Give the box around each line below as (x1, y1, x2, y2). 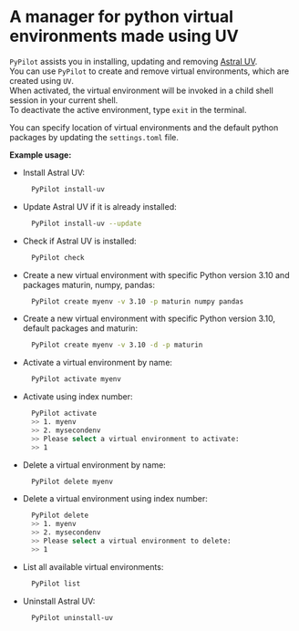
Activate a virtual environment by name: (22, 357, 173, 368)
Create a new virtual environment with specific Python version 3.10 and (22, 269, 290, 280)
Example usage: (9, 149, 72, 160)
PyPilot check (31, 253, 85, 262)
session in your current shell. (9, 94, 119, 106)
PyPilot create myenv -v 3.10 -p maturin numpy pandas (31, 296, 244, 306)
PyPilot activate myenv (31, 375, 121, 384)
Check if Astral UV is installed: (22, 235, 137, 246)
